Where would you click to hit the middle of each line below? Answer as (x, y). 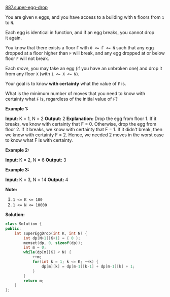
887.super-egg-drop (27, 7)
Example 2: (17, 150)
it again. (13, 38)
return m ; (34, 281)
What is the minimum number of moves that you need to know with (75, 93)
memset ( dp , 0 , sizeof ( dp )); (53, 243)
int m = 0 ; (35, 248)
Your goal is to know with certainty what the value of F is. (66, 84)
